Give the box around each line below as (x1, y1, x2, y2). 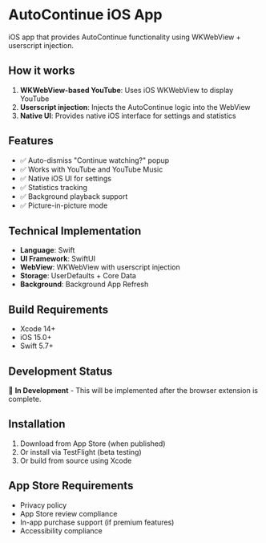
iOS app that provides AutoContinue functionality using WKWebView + (8, 32, 241, 42)
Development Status (8, 364, 113, 378)
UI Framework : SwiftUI (19, 254, 96, 264)
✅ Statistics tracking (19, 182, 88, 192)
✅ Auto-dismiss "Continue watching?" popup (19, 155, 170, 165)
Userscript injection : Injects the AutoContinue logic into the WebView (19, 102, 251, 111)
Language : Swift (19, 245, 75, 255)
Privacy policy (19, 500, 67, 510)
